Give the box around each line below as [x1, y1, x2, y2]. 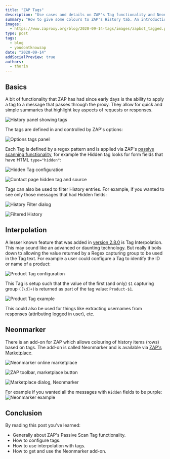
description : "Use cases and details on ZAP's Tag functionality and [5, 12, 155, 17]
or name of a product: [5, 261, 51, 267]
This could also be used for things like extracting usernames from [5, 305, 142, 311]
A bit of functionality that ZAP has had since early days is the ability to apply [5, 96, 164, 102]
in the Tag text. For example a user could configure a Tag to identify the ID [5, 255, 160, 261]
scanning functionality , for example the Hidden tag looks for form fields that [5, 151, 163, 157]
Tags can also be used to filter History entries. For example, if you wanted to [5, 186, 164, 192]
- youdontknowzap [10, 45, 47, 50]
